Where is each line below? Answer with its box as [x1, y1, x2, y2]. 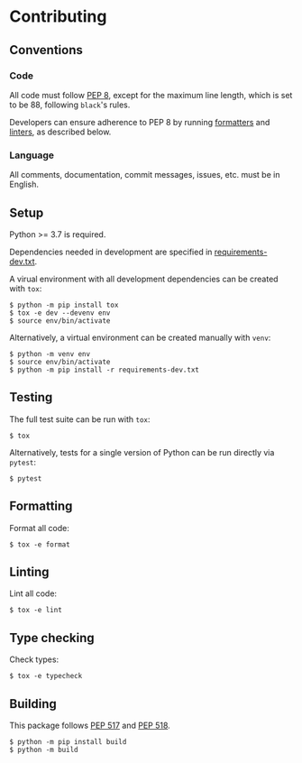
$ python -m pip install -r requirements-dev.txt [9, 365, 200, 374]
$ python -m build [9, 746, 78, 755]
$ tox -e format [9, 539, 70, 549]
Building [9, 696, 57, 712]
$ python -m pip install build [9, 738, 127, 747]
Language [9, 149, 55, 161]
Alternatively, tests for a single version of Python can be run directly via [9, 446, 275, 457]
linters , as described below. [9, 126, 112, 137]
